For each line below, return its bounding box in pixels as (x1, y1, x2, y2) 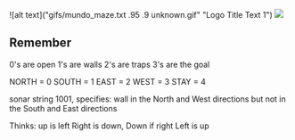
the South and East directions (9, 103, 118, 113)
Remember (9, 36, 72, 51)
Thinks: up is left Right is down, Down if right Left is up (9, 120, 209, 131)
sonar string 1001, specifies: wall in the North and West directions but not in (9, 94, 287, 104)
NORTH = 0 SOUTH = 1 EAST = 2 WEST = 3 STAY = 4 (9, 76, 207, 86)
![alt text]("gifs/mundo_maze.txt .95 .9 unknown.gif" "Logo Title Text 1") (9, 10, 274, 20)
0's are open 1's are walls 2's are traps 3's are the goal (9, 59, 210, 70)
